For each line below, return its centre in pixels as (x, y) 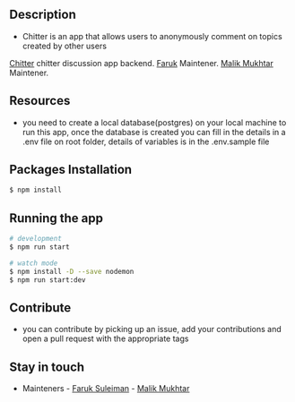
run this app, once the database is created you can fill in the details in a (154, 132)
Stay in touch (47, 367)
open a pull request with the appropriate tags (105, 338)
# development (36, 239)
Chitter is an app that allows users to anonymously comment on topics (152, 36)
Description (43, 15)
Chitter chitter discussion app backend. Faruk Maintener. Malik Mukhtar (141, 63)
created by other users (65, 46)
